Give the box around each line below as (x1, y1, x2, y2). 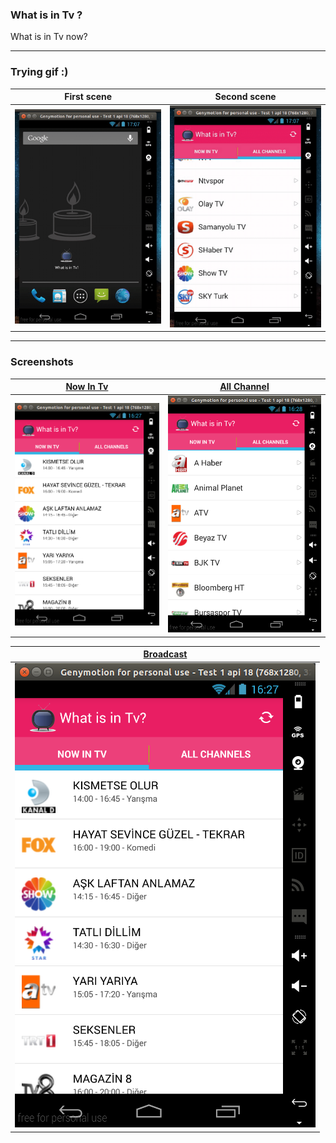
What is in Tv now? (10, 31, 88, 43)
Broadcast (143, 648, 188, 660)
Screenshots (10, 355, 74, 369)
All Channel (219, 381, 270, 393)
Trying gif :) (10, 65, 69, 79)
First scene (64, 91, 113, 103)
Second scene (214, 91, 277, 103)
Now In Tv (65, 381, 109, 393)
